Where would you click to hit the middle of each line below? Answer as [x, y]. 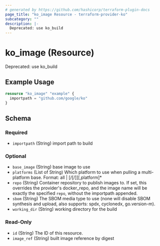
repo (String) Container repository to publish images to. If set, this [79, 183]
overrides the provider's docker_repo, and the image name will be [80, 188]
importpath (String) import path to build [52, 143]
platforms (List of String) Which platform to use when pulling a [76, 172]
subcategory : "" [22, 19]
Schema [18, 118]
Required [16, 132]
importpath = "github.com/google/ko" [49, 98]
